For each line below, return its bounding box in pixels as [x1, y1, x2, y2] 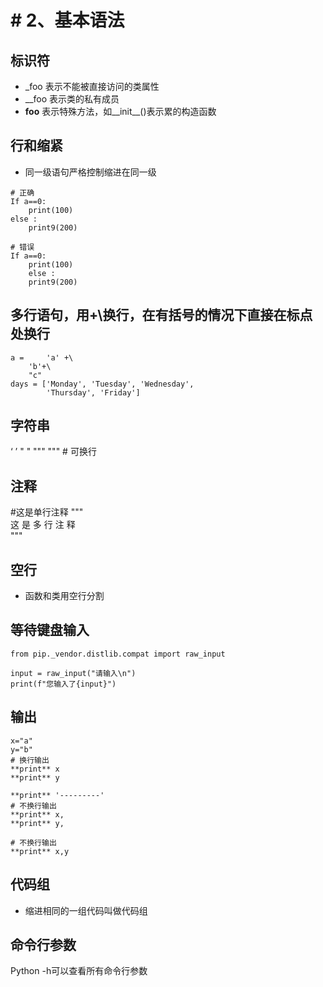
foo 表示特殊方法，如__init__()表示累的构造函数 [24, 106, 217, 117]
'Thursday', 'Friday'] [46, 387, 141, 398]
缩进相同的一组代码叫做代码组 [24, 904, 148, 916]
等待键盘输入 [10, 622, 90, 639]
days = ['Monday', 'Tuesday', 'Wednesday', [10, 379, 195, 389]
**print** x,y [10, 846, 70, 856]
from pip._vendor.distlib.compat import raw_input [10, 649, 226, 659]
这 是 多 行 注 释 [10, 519, 76, 531]
